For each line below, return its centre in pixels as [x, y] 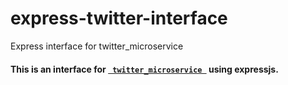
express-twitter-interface [119, 18]
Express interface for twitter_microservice [97, 46]
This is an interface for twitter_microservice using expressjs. [144, 69]
